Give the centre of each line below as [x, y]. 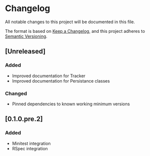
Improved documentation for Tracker [49, 76]
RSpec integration [30, 148]
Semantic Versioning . [26, 36]
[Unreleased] [25, 51]
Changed [16, 93]
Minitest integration [31, 143]
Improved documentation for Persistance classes [61, 81]
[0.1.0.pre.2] [24, 119]
